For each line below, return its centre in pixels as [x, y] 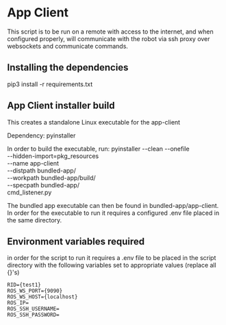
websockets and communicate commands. [68, 46]
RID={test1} [24, 285]
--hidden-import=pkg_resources [53, 156]
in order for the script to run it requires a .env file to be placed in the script [112, 258]
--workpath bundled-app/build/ [51, 178]
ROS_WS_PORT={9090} [35, 291]
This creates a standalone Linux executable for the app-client [93, 122]
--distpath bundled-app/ [42, 170]
